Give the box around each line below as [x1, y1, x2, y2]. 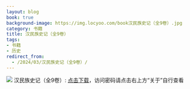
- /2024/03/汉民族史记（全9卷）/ [11, 59, 88, 65]
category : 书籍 [6, 25, 43, 32]
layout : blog [6, 8, 39, 15]
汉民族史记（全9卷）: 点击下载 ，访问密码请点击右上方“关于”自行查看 [13, 76, 184, 84]
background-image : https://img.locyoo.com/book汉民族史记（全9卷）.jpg [6, 20, 183, 26]
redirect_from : [6, 54, 45, 60]
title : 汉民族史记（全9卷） [6, 31, 69, 37]
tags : [6, 37, 20, 43]
